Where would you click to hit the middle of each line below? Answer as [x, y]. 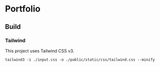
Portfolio [23, 9]
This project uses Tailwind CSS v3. [40, 51]
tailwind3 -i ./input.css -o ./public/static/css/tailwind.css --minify [80, 60]
